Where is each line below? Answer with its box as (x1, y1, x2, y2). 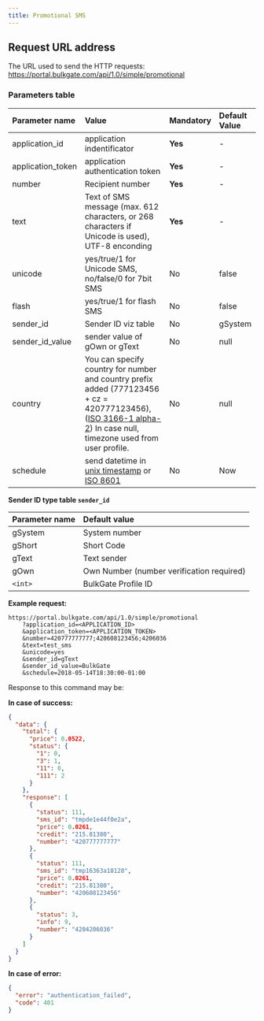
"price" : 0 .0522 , (28, 735, 86, 743)
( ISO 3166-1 (84, 413, 134, 424)
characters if (84, 221, 132, 232)
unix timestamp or (84, 465, 152, 476)
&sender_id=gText (22, 655, 79, 663)
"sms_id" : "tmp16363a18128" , (36, 867, 132, 875)
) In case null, (90, 422, 140, 433)
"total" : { (22, 728, 58, 736)
